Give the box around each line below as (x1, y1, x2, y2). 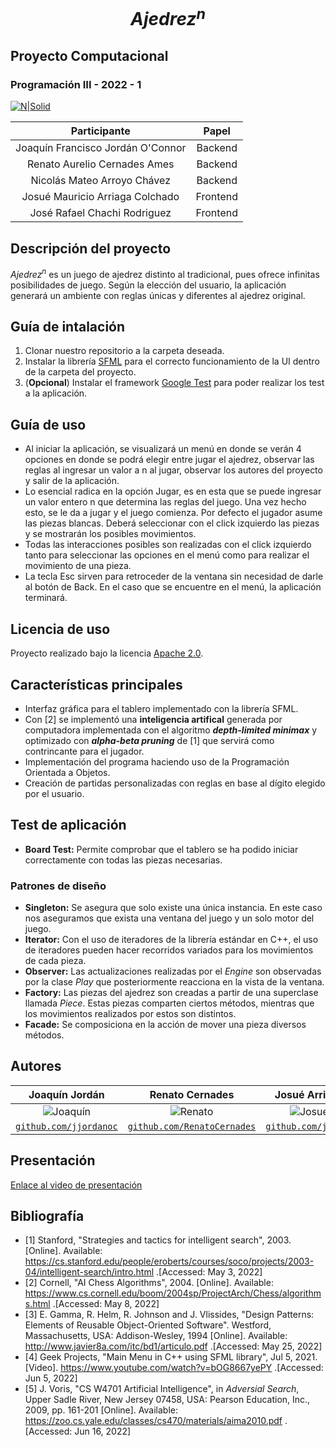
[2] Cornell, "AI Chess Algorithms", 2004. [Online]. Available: (24, 1277, 274, 1289)
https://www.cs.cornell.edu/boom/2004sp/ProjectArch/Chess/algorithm (24, 1287, 322, 1299)
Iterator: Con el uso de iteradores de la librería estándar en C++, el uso (24, 934, 319, 946)
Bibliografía (10, 1208, 85, 1225)
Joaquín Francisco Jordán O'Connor (15, 141, 187, 155)
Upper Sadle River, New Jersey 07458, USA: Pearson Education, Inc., (24, 1394, 311, 1406)
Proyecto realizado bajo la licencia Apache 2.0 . (10, 647, 204, 659)
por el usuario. (24, 787, 85, 799)
